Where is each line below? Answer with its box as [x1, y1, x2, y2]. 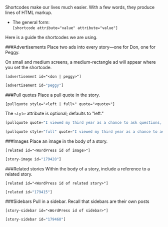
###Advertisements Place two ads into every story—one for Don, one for [5, 44, 156, 50]
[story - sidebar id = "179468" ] [5, 217, 66, 222]
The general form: [12, 20, 50, 25]
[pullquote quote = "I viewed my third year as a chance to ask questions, [5, 120, 162, 125]
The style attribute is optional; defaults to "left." [5, 110, 104, 116]
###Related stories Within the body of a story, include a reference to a [5, 165, 150, 172]
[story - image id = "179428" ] [5, 156, 61, 162]
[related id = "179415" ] [5, 189, 52, 194]
